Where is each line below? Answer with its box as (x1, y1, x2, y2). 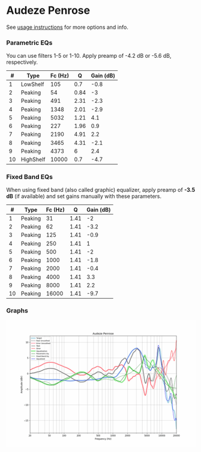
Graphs (6, 307, 28, 315)
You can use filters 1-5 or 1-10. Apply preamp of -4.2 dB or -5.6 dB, (6, 52, 172, 60)
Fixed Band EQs (6, 173, 53, 181)
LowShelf (20, 81, 44, 88)
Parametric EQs (6, 38, 53, 47)
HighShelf (20, 156, 46, 163)
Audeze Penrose (6, 4, 91, 17)
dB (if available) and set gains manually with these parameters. (6, 193, 162, 200)
